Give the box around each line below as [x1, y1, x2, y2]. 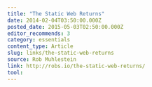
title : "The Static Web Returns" [7, 10, 105, 18]
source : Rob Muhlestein [7, 56, 77, 63]
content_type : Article [7, 43, 74, 50]
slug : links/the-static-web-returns [7, 50, 114, 57]
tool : [7, 69, 23, 76]
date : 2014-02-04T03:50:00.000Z [7, 17, 102, 24]
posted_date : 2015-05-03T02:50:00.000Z [7, 23, 124, 30]
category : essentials [7, 36, 71, 43]
